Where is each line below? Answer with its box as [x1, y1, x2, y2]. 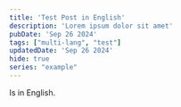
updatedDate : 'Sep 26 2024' [9, 46, 114, 55]
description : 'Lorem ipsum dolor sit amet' [9, 21, 174, 30]
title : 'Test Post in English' [9, 12, 126, 22]
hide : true [9, 54, 50, 63]
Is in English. [9, 86, 56, 98]
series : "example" [9, 63, 78, 72]
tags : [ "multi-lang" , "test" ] [9, 37, 122, 47]
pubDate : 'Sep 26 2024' [9, 29, 98, 38]
